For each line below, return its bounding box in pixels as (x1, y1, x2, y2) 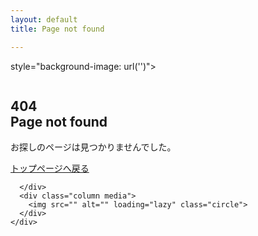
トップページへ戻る (10, 162, 90, 175)
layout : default (10, 14, 78, 25)
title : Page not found (10, 24, 105, 34)
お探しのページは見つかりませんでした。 (10, 141, 177, 153)
